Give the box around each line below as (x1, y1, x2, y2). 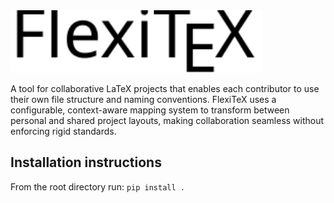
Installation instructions (10, 154, 162, 171)
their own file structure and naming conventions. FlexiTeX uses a (10, 94, 277, 105)
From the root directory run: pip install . (10, 180, 185, 193)
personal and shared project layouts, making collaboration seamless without (10, 115, 325, 126)
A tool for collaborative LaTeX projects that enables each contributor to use (10, 83, 320, 94)
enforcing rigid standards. (10, 125, 117, 137)
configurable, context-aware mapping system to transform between (10, 104, 290, 116)
